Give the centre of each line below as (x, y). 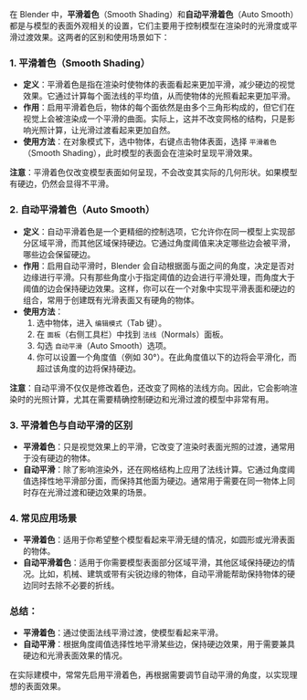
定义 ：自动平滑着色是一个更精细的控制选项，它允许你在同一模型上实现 (155, 231)
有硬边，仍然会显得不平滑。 (62, 184)
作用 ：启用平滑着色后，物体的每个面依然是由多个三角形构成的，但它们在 (159, 108)
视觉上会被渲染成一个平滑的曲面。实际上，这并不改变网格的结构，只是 (155, 119)
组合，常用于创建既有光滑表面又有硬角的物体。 (111, 299)
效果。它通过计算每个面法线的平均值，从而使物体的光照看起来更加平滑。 (159, 96)
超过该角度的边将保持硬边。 (89, 368)
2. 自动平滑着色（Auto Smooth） (82, 210)
